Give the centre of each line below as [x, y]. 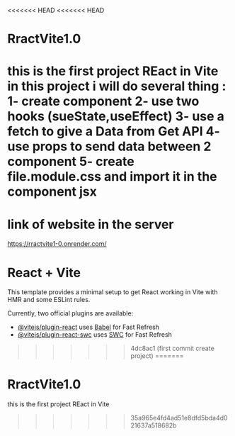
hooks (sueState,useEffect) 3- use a [116, 117]
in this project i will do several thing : [117, 86]
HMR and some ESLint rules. [49, 300]
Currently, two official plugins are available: [70, 313]
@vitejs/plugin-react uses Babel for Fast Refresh [88, 327]
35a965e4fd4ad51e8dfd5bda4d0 [179, 418]
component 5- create [71, 162]
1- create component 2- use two [103, 101]
